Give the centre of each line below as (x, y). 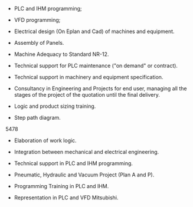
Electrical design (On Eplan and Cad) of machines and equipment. (94, 31)
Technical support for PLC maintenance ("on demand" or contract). (96, 65)
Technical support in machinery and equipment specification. (89, 77)
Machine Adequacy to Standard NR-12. (61, 54)
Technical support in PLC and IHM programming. (73, 163)
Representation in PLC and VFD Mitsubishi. (66, 198)
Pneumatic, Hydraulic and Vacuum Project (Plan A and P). (84, 175)
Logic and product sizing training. (55, 106)
